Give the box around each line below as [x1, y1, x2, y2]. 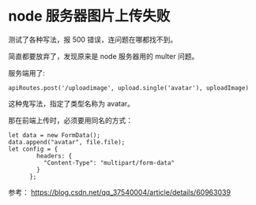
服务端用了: [8, 68, 46, 77]
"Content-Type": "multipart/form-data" [43, 158, 175, 166]
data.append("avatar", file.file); [8, 138, 126, 146]
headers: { [36, 151, 73, 160]
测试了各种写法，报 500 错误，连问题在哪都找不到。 [8, 35, 178, 44]
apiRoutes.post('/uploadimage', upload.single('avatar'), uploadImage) [8, 84, 249, 91]
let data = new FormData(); [8, 131, 101, 139]
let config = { [8, 145, 58, 153]
